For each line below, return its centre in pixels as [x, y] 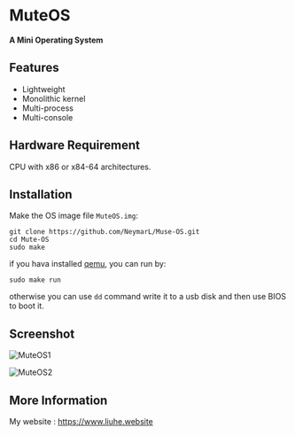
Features [34, 68]
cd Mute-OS [29, 240]
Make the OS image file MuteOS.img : [74, 216]
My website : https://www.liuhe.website [81, 421]
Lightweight [43, 89]
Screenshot [42, 334]
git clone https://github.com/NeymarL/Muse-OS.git [105, 232]
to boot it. [27, 306]
